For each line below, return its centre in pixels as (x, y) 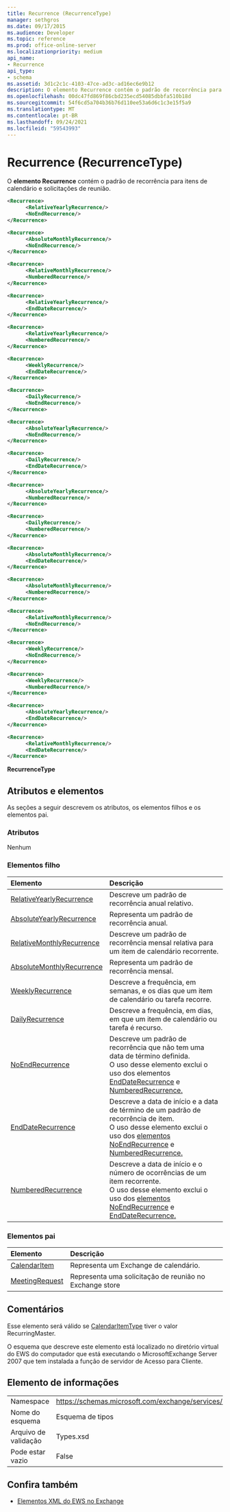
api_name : (21, 58)
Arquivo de (28, 1432)
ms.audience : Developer (41, 33)
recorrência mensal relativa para (161, 942)
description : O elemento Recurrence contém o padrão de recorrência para (115, 90)
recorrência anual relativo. (151, 903)
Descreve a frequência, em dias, (161, 1010)
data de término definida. (150, 1056)
